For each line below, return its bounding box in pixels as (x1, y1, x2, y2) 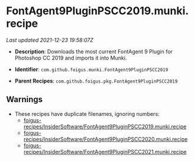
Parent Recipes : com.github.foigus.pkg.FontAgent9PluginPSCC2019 (14, 77, 178, 84)
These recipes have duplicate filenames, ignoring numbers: (14, 110, 160, 117)
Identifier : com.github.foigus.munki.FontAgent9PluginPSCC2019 (14, 65, 169, 72)
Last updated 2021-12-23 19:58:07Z (6, 36, 93, 43)
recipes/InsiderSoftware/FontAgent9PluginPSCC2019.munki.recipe (23, 123, 187, 130)
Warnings (6, 94, 43, 105)
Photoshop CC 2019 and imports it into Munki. (14, 54, 127, 61)
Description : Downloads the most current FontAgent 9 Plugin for (14, 48, 173, 55)
